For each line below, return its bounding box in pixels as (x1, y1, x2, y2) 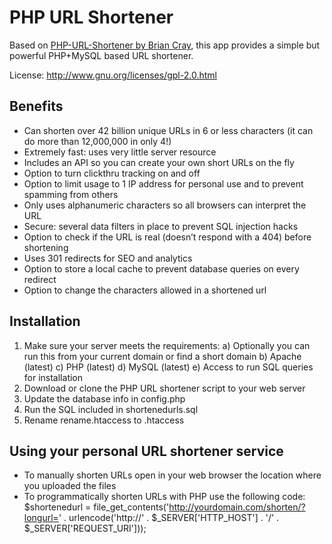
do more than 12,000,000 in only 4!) (23, 135, 172, 147)
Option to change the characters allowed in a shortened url (23, 284, 267, 296)
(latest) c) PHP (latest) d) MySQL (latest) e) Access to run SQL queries (23, 361, 314, 373)
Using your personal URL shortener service (9, 442, 284, 460)
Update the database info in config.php (23, 392, 186, 405)
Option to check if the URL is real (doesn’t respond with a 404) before (23, 231, 312, 243)
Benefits (9, 98, 64, 115)
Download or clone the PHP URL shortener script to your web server (23, 382, 306, 394)
